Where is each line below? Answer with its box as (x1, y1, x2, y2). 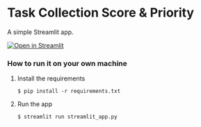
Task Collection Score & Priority (7, 5, 195, 21)
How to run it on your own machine (7, 58, 127, 68)
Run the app (17, 100, 53, 108)
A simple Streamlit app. (7, 28, 74, 36)
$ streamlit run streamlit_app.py (17, 113, 118, 121)
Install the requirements (17, 74, 86, 83)
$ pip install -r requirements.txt (17, 88, 121, 95)
